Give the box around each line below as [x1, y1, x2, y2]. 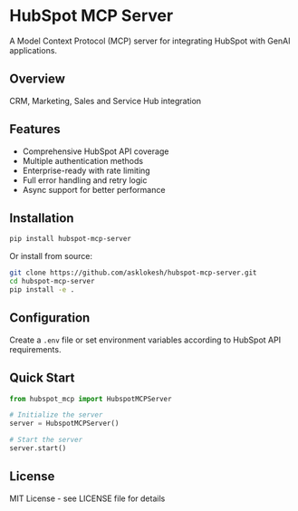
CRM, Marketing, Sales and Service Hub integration [9, 95, 202, 106]
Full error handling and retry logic [22, 174, 148, 186]
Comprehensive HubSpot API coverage [22, 146, 169, 157]
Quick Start [9, 371, 75, 386]
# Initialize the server [9, 410, 103, 419]
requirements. [9, 343, 62, 354]
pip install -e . [9, 285, 75, 294]
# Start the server [9, 436, 83, 445]
